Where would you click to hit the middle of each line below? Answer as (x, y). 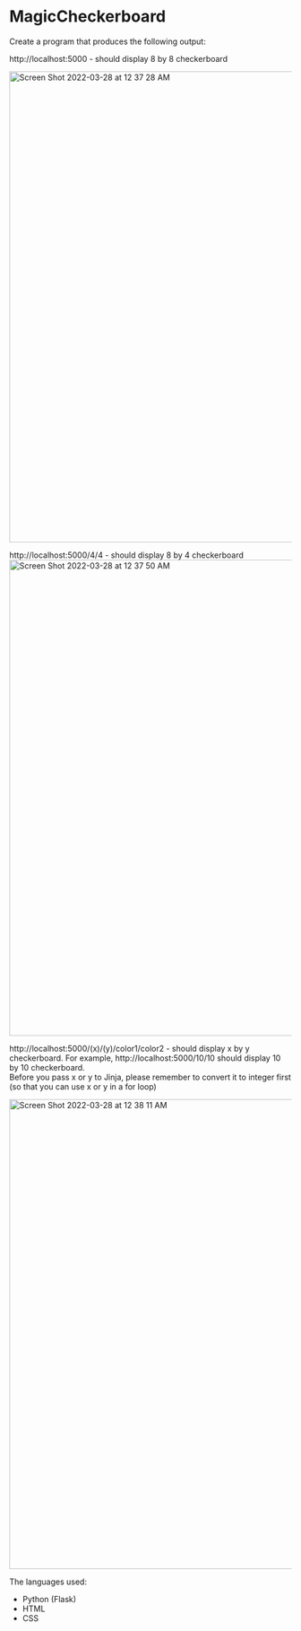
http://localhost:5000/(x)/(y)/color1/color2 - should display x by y (129, 1048)
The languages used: (48, 1582)
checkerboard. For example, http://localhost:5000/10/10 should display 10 (145, 1058)
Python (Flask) (49, 1599)
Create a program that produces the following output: (107, 41)
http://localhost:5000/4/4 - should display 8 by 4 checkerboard (127, 555)
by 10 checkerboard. (47, 1067)
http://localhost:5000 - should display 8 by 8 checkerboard (119, 58)
